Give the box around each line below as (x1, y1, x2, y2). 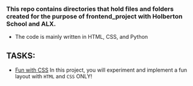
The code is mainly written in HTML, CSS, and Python (14, 33, 149, 41)
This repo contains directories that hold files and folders (6, 5, 174, 13)
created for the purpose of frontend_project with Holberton (6, 12, 183, 20)
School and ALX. (6, 20, 56, 28)
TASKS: (6, 50, 35, 61)
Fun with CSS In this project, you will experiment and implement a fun (14, 66, 188, 73)
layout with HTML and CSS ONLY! (14, 73, 93, 80)
